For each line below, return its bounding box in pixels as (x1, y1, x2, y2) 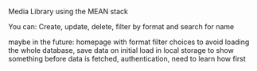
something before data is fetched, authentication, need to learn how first (8, 54, 247, 63)
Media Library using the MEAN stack (8, 7, 129, 16)
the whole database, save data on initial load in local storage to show (8, 46, 235, 54)
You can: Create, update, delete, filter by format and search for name (8, 22, 235, 31)
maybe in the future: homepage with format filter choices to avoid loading (8, 37, 250, 47)
